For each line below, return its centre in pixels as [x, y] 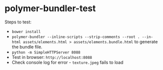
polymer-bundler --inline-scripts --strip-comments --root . [76, 37]
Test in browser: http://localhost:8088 [52, 57]
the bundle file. [27, 47]
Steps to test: [18, 22]
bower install [26, 32]
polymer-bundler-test [50, 9]
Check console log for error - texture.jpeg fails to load [67, 62]
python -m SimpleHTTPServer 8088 [46, 52]
